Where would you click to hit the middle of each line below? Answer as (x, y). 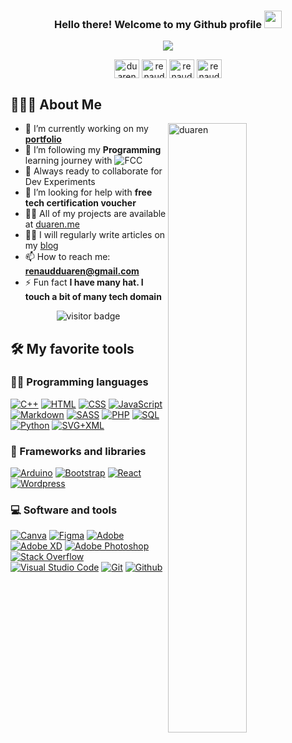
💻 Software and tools (64, 510)
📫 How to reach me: (67, 257)
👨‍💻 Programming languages (79, 382)
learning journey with (68, 161)
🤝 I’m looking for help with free (88, 192)
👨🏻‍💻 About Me (56, 104)
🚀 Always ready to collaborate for (93, 171)
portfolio (43, 139)
